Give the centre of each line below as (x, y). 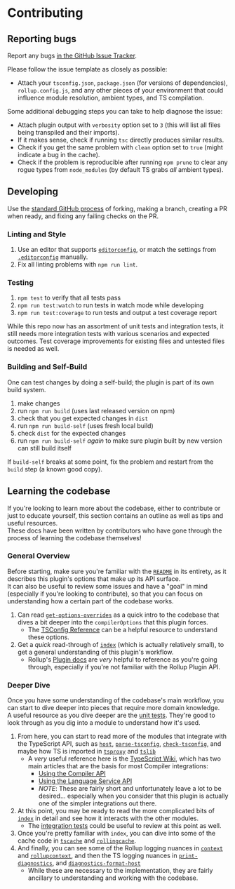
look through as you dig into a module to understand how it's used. (104, 723)
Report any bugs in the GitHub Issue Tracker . (72, 55)
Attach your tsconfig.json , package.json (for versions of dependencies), (122, 83)
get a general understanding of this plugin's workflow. (95, 652)
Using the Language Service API (85, 781)
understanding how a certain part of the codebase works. (90, 601)
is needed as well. (33, 349)
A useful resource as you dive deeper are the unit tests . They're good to (111, 715)
